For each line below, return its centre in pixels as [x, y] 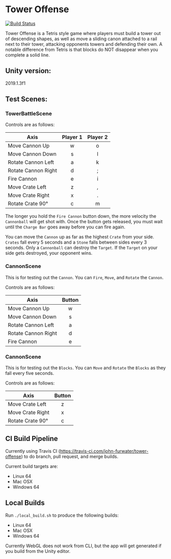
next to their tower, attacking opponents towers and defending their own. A [84, 44]
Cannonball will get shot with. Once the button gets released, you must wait [84, 222]
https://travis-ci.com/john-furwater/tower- [104, 451]
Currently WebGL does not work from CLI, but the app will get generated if [83, 546]
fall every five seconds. [30, 373]
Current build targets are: [32, 466]
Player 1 [72, 137]
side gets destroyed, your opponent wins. [49, 253]
